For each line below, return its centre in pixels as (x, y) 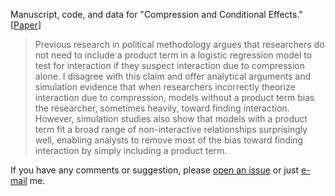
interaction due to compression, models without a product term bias (174, 97)
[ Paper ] (26, 25)
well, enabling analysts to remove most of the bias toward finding (169, 140)
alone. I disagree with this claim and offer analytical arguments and (173, 76)
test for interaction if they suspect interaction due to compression (169, 65)
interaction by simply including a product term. (131, 150)
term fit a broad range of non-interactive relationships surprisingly (171, 129)
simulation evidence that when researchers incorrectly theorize (165, 87)
